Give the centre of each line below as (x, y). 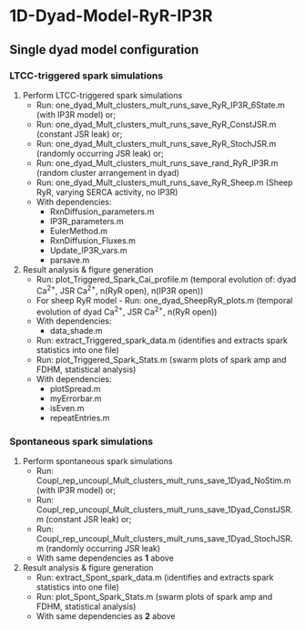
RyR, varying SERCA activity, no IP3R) (107, 191)
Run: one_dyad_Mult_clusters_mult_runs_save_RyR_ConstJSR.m (156, 124)
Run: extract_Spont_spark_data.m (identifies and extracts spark (155, 578)
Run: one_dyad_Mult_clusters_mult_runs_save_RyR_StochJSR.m (156, 143)
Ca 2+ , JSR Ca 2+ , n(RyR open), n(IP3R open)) (120, 290)
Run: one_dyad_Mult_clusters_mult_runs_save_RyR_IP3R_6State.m (160, 105)
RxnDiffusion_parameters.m (102, 212)
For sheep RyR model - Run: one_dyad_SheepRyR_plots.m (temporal (164, 300)
